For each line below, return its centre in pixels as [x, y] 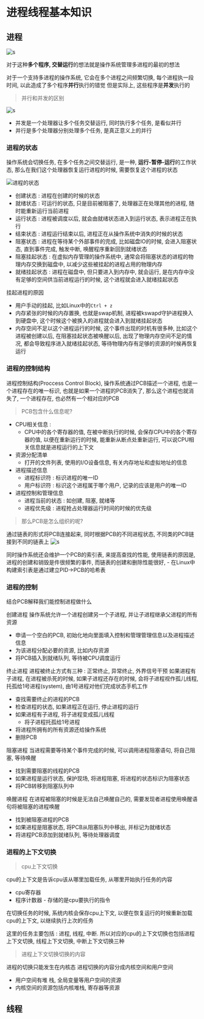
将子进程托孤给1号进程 [52, 722]
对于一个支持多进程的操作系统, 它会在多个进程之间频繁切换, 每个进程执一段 [100, 77]
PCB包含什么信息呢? [47, 411]
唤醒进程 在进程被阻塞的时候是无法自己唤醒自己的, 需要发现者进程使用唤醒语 [102, 799]
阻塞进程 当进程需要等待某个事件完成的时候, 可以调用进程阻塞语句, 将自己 [98, 750]
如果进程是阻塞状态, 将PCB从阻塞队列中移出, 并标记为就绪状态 [93, 827]
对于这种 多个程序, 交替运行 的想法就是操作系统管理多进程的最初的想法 [93, 64]
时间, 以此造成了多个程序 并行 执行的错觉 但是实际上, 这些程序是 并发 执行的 [98, 85]
